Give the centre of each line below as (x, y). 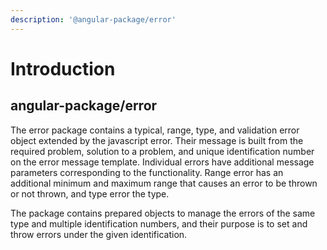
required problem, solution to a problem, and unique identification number (162, 151)
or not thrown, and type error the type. (90, 193)
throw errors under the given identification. (99, 234)
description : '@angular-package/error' (93, 19)
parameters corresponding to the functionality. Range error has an (147, 172)
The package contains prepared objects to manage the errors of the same (163, 213)
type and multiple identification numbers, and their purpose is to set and (159, 223)
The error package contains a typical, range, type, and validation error (155, 130)
